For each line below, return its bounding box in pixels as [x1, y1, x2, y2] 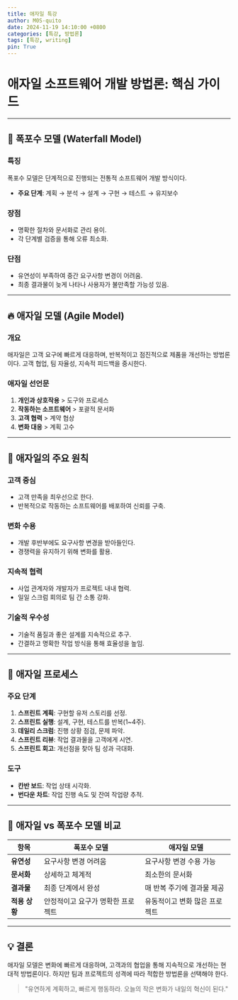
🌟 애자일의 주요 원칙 [7, 452, 89, 464]
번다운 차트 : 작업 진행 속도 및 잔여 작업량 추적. [17, 790, 144, 798]
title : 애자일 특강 [7, 10, 57, 18]
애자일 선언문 [7, 378, 50, 388]
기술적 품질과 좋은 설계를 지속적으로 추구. [17, 630, 132, 639]
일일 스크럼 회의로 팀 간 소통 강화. [17, 593, 110, 602]
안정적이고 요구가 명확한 [43, 896, 120, 906]
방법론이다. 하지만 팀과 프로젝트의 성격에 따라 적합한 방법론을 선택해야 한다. [20, 969, 229, 978]
